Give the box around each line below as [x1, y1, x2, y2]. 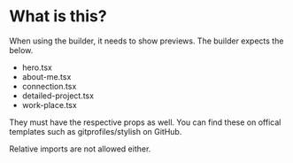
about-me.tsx [21, 71, 72, 81]
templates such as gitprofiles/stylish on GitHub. [9, 126, 182, 136]
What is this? [9, 6, 108, 27]
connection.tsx [21, 81, 77, 91]
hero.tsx [21, 62, 53, 73]
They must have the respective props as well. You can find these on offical [9, 117, 281, 128]
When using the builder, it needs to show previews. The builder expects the [9, 35, 284, 46]
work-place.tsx [21, 99, 77, 110]
